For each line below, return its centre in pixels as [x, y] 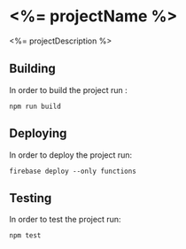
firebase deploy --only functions [73, 171]
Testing [31, 198]
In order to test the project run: [65, 220]
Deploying [38, 133]
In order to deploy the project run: [71, 155]
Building [32, 69]
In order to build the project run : [69, 89]
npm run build [35, 106]
